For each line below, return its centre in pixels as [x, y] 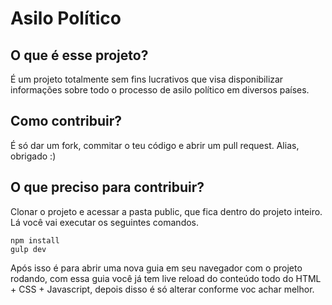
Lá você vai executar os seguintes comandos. [105, 222]
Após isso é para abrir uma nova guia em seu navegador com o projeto [156, 268]
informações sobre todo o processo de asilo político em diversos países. [160, 90]
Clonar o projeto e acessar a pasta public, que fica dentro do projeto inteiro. [166, 211]
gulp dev [28, 249]
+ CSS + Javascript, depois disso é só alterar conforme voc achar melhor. [162, 289]
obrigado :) [33, 156]
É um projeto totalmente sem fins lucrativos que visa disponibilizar [147, 79]
